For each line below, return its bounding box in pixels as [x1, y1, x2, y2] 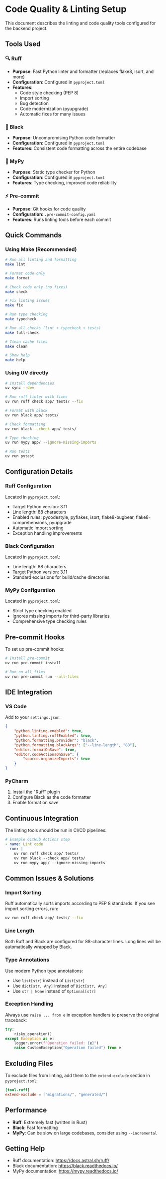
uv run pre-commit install [5, 660, 61, 665]
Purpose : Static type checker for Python [12, 169, 95, 175]
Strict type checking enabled [12, 608, 72, 614]
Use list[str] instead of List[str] [12, 977, 85, 983]
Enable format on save [12, 800, 59, 806]
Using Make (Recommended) [5, 246, 77, 253]
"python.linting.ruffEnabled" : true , [14, 733, 92, 738]
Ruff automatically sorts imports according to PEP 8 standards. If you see [5, 901, 155, 907]
